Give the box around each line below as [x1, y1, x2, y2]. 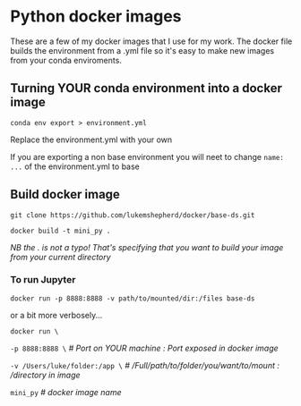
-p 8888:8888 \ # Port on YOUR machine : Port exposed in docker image [10, 343, 279, 353]
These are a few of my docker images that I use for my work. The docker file [10, 36, 293, 47]
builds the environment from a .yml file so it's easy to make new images [10, 45, 275, 55]
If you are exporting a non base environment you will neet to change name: [10, 151, 285, 162]
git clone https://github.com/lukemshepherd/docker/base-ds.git [10, 210, 255, 220]
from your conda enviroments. [10, 55, 122, 65]
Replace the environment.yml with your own [10, 134, 173, 145]
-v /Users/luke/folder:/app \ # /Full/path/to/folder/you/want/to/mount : [10, 359, 280, 370]
